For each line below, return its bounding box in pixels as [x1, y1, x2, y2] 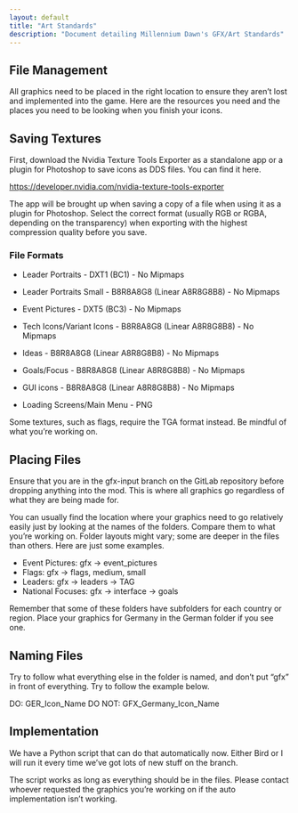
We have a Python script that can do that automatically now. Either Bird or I [9, 747, 283, 758]
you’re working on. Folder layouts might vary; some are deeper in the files [9, 531, 280, 541]
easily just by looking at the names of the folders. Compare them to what [9, 522, 276, 533]
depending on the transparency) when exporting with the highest [9, 217, 248, 228]
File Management [9, 62, 109, 77]
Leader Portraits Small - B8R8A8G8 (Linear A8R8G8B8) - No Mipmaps [21, 287, 280, 297]
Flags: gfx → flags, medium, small [21, 567, 147, 578]
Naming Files [9, 647, 84, 663]
